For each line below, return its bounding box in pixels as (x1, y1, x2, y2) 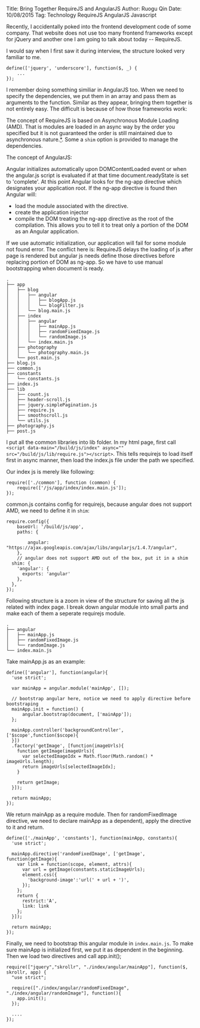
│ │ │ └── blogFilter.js (6, 303, 84, 309)
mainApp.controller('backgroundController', (11, 727, 124, 733)
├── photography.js (6, 423, 55, 429)
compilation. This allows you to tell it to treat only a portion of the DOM (14, 221, 189, 228)
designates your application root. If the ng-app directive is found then (6, 185, 177, 191)
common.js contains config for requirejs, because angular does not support (6, 501, 192, 508)
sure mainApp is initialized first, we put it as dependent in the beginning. (6, 946, 184, 953)
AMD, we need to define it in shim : (6, 507, 90, 514)
